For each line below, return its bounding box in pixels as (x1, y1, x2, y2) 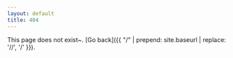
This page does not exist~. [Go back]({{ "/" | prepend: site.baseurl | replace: (7, 35, 227, 43)
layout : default (7, 10, 54, 17)
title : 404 (7, 17, 39, 23)
